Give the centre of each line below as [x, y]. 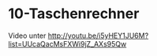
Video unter [27, 35]
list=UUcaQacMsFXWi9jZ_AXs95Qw [67, 43]
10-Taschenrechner [74, 14]
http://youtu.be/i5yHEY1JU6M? [98, 35]
